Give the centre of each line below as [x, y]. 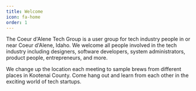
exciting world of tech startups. [44, 82]
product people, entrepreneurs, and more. [57, 58]
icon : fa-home [23, 17]
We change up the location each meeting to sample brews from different [94, 69]
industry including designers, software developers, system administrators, [96, 52]
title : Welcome [25, 11]
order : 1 [17, 22]
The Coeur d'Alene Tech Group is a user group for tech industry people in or [98, 39]
